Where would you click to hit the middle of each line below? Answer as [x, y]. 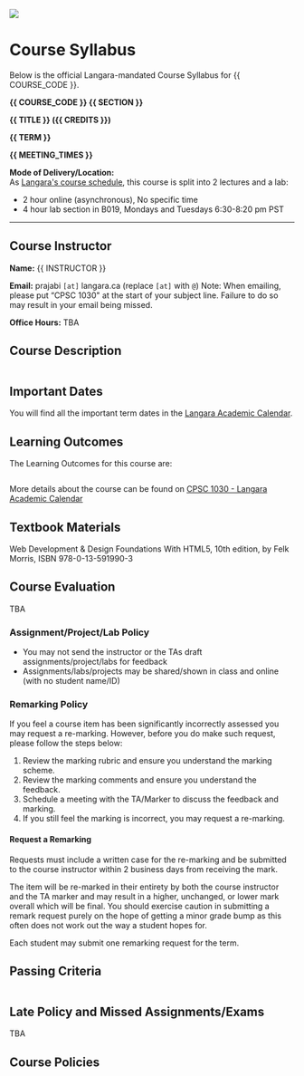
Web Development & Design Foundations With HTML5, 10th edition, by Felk [149, 549]
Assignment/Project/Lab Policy [80, 632]
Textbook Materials [65, 527]
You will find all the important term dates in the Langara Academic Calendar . [151, 413]
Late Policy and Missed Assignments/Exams [137, 1011]
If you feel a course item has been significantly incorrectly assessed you [144, 724]
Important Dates [56, 391]
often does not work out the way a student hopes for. [109, 925]
